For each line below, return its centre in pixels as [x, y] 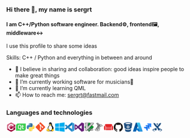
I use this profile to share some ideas [52, 46]
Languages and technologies [49, 113]
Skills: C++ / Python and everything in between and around [79, 58]
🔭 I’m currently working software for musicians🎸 [74, 82]
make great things [37, 76]
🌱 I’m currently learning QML [50, 88]
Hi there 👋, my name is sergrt [49, 10]
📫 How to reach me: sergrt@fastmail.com [67, 95]
